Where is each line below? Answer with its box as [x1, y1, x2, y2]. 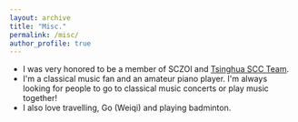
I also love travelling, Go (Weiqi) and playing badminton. [22, 102, 232, 114]
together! [22, 93, 57, 104]
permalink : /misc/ [9, 30, 79, 39]
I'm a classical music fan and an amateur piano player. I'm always [22, 74, 268, 85]
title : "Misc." [9, 22, 67, 31]
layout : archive [9, 13, 71, 23]
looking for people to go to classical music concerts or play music [22, 83, 270, 94]
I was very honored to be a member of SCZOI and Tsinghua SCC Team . [22, 64, 290, 75]
